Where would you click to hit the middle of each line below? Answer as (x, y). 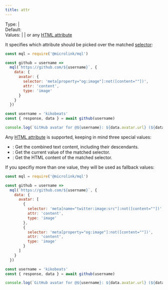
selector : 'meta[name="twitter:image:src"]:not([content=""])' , (96, 209)
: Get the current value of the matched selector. (61, 152)
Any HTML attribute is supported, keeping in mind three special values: (78, 137)
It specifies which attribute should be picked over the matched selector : (79, 44)
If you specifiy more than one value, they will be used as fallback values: (80, 167)
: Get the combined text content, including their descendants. (75, 147)
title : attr (17, 10)
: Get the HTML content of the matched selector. (62, 157)
